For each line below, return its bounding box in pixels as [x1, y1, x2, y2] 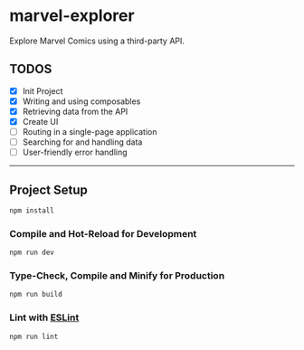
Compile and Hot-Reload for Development [9, 227, 197, 240]
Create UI [22, 116, 59, 127]
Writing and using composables [22, 96, 141, 107]
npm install [9, 206, 54, 215]
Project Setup [9, 182, 89, 197]
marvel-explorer [9, 5, 135, 26]
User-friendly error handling [22, 147, 128, 158]
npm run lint [9, 332, 59, 341]
